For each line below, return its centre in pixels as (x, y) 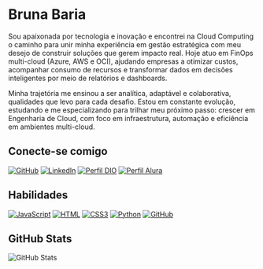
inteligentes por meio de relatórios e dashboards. (88, 78)
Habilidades (38, 195)
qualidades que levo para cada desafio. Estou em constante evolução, (122, 101)
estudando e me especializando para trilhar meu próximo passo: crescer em (132, 110)
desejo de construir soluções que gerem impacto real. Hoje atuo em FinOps (131, 53)
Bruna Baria (47, 15)
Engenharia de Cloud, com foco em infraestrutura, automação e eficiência (128, 118)
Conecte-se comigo (58, 151)
